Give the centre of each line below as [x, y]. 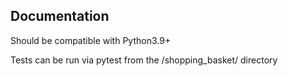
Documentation [60, 16]
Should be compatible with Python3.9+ [91, 40]
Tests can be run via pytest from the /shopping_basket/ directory [144, 60]
